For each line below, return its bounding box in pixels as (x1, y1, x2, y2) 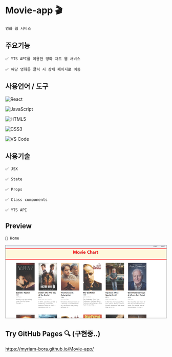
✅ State (5, 177, 23, 182)
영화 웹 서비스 (5, 26, 31, 31)
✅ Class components (5, 197, 48, 202)
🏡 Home (5, 236, 19, 241)
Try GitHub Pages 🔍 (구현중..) (5, 330, 101, 339)
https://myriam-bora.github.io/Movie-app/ (5, 346, 94, 352)
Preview (5, 221, 32, 230)
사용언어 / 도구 (5, 82, 49, 91)
